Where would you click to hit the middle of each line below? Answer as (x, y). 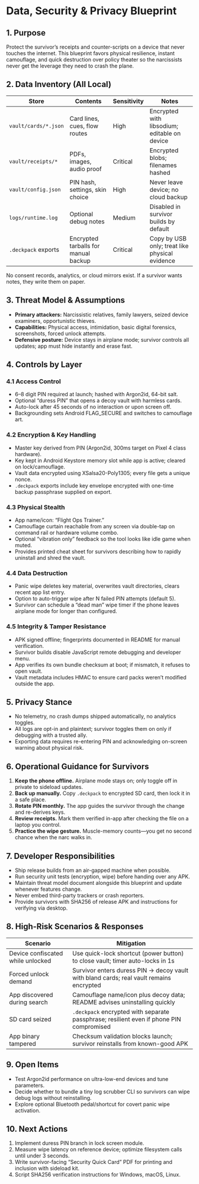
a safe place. (30, 800)
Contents (88, 101)
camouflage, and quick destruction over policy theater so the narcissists (94, 60)
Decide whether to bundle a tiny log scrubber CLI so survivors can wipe (102, 1092)
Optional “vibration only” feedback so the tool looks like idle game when (102, 539)
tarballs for (85, 246)
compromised (92, 1026)
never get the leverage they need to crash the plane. (70, 66)
